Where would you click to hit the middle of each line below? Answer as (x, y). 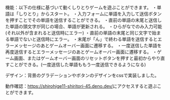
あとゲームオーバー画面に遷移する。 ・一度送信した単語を (101, 45)
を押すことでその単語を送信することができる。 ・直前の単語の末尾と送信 (81, 20)
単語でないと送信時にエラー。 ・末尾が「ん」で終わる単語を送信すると (83, 39)
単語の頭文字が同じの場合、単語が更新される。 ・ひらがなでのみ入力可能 (86, 26)
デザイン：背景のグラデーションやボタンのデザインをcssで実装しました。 (82, 75)
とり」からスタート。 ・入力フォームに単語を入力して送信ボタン (94, 14)
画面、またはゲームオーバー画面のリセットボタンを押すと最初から (83, 58)
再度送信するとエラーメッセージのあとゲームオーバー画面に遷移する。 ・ (81, 52)
